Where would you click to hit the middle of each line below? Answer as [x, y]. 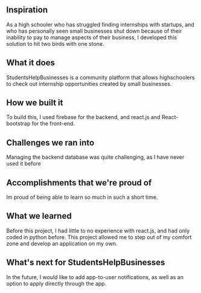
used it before [24, 164]
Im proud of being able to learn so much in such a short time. [82, 197]
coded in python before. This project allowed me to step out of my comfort [99, 237]
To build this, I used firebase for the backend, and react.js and [84, 117]
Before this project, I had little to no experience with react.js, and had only [98, 230]
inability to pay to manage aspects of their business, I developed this [91, 37]
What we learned [39, 216]
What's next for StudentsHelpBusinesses [86, 262]
